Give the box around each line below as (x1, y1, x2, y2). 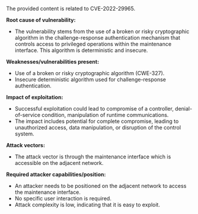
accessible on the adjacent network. (14, 160, 104, 166)
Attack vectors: (6, 142, 46, 148)
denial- (174, 105, 193, 112)
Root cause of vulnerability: (6, 17, 76, 23)
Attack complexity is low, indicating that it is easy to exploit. (14, 201, 160, 208)
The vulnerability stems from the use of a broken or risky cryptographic (14, 28, 190, 35)
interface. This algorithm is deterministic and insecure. (14, 47, 148, 54)
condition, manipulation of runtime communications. (41, 112, 169, 118)
